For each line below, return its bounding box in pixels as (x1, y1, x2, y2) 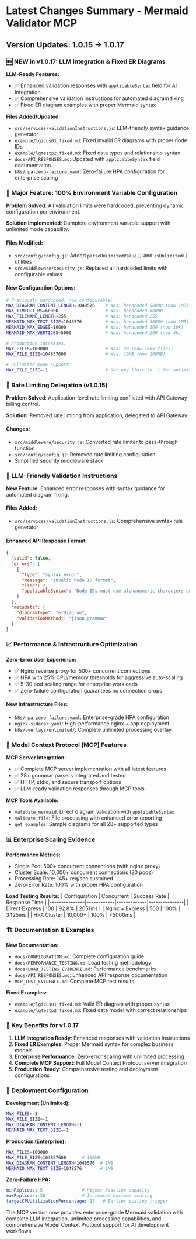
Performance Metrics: (6, 851, 61, 858)
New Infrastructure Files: (6, 701, 68, 708)
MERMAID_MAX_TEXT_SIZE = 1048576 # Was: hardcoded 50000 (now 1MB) (6, 319, 190, 325)
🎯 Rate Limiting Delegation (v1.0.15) (6, 381, 108, 389)
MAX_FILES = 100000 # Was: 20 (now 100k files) (6, 346, 174, 352)
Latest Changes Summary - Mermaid (6, 4, 188, 18)
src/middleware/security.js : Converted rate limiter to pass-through (14, 438, 178, 445)
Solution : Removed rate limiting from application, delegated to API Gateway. (6, 412, 189, 419)
